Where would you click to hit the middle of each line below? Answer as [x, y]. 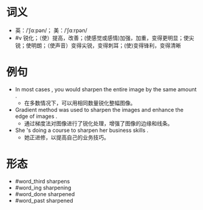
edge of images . [36, 116]
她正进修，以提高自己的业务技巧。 [67, 137]
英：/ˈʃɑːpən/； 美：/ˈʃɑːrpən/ [51, 30]
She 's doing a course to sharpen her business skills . [82, 130]
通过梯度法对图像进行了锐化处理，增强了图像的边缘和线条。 [98, 123]
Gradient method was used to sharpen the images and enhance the [99, 110]
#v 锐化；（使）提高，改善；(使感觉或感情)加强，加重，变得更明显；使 [102, 38]
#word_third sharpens [42, 181]
